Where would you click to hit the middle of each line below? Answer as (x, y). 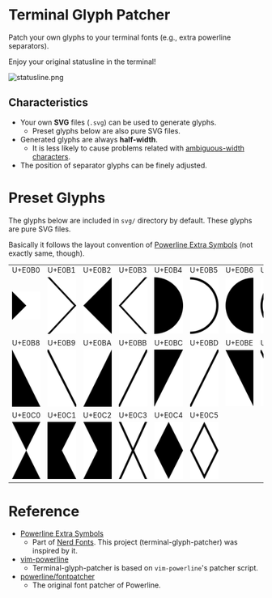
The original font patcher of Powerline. (96, 585)
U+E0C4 (169, 415)
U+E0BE (239, 342)
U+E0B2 (97, 270)
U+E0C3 (133, 415)
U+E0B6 (240, 270)
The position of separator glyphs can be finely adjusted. (114, 165)
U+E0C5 (204, 415)
